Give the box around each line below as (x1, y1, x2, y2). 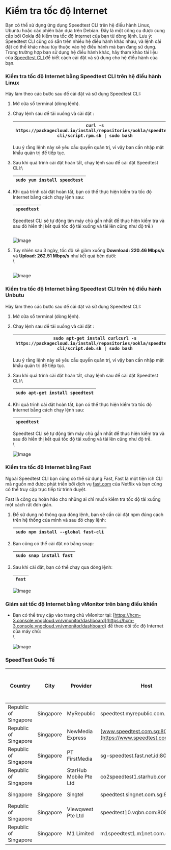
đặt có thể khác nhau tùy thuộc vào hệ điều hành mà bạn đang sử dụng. (5, 43, 157, 50)
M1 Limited (67, 830, 94, 837)
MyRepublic (67, 710, 96, 717)
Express (67, 734, 87, 741)
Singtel (67, 791, 84, 798)
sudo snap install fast (15, 552, 73, 558)
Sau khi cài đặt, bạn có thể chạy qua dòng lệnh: (12, 564, 113, 570)
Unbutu (5, 292, 24, 299)
